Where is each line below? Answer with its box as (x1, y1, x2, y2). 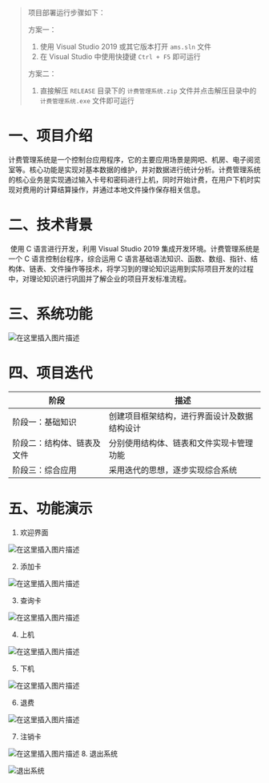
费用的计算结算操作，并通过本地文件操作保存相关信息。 (22, 184, 205, 195)
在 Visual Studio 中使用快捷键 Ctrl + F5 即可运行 (39, 52, 201, 61)
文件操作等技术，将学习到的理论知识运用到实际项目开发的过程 (50, 263, 254, 273)
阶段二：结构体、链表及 (12, 437, 102, 448)
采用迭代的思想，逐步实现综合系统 (108, 464, 238, 476)
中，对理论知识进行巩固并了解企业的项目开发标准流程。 (8, 274, 191, 283)
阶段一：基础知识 (12, 416, 78, 428)
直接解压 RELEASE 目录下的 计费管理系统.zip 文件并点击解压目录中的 (39, 86, 257, 95)
